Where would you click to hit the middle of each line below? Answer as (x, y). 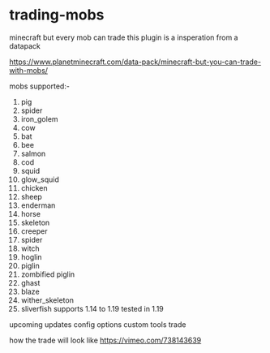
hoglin (32, 256)
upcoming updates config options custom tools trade (98, 324)
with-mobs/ (28, 70)
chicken (34, 187)
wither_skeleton (47, 300)
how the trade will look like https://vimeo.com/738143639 (105, 340)
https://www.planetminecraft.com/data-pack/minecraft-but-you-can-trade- (135, 62)
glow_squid (40, 179)
